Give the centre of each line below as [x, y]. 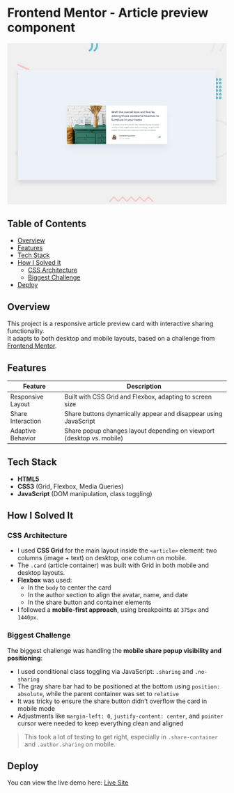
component [41, 28]
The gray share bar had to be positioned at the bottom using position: [119, 686]
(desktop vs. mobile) [94, 438]
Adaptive [23, 431]
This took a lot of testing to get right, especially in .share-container [121, 737]
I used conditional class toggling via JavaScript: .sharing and [105, 671]
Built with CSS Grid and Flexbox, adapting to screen [138, 396]
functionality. [26, 331]
